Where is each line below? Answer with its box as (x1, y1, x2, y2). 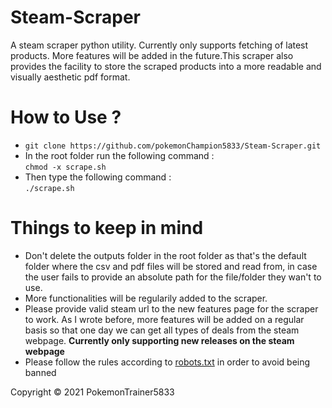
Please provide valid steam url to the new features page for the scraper (24, 302, 319, 315)
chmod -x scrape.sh (24, 162, 107, 172)
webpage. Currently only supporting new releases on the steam (24, 334, 295, 346)
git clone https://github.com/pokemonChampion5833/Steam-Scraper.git (24, 141, 322, 151)
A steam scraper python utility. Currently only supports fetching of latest (10, 39, 309, 51)
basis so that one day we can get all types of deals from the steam (24, 324, 300, 336)
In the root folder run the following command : (24, 149, 215, 161)
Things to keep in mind (10, 217, 204, 240)
